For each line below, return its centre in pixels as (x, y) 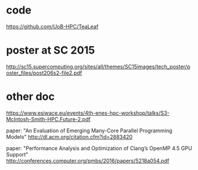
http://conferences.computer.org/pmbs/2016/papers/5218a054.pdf (88, 161)
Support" (17, 154)
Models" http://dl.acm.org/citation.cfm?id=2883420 (69, 136)
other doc (30, 97)
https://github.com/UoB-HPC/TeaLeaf (52, 26)
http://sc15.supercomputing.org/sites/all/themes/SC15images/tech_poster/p (98, 66)
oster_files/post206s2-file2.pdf (44, 73)
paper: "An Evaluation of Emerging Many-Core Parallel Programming (89, 131)
